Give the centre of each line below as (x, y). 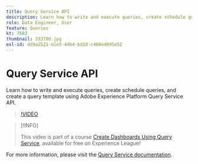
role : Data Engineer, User (39, 22)
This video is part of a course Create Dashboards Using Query (96, 137)
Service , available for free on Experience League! (80, 143)
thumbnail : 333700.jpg (34, 39)
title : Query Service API (38, 12)
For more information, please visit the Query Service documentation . (89, 155)
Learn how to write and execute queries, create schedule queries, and (91, 90)
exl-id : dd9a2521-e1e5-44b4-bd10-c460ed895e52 (64, 45)
